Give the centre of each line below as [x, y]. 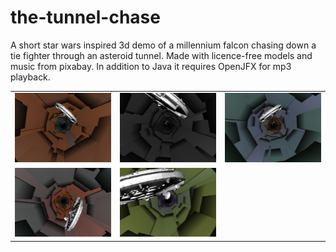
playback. [30, 77]
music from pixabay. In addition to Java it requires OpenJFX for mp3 [151, 66]
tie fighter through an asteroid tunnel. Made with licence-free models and [161, 55]
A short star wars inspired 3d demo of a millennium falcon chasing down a [163, 45]
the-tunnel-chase [85, 17]
